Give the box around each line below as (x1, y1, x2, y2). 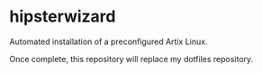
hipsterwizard (9, 6, 116, 27)
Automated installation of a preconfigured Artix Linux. (9, 36, 208, 47)
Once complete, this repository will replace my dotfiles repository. (9, 53, 254, 64)
